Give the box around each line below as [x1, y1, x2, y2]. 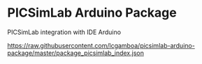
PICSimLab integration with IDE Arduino [7, 28, 121, 36]
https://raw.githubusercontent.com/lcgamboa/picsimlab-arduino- [7, 41, 196, 49]
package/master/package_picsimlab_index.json [7, 49, 145, 57]
